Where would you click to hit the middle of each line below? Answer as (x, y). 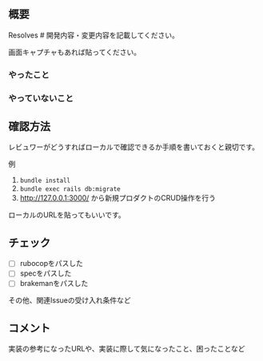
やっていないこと (41, 98)
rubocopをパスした (52, 264)
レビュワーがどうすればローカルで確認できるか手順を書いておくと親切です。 (134, 147)
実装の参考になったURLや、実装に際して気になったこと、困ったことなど (127, 349)
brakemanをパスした (54, 284)
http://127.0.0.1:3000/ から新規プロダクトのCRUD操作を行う (118, 198)
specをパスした (46, 273)
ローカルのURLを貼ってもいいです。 (67, 215)
